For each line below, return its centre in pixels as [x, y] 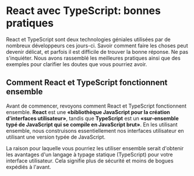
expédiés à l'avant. [29, 167]
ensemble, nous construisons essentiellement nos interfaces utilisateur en [95, 130]
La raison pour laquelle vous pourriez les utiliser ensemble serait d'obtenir [95, 148]
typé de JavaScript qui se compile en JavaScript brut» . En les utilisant [92, 125]
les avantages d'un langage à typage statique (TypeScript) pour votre [89, 154]
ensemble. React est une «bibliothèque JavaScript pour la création [88, 112]
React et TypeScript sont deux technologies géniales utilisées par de [88, 39]
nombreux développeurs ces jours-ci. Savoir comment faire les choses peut [97, 46]
